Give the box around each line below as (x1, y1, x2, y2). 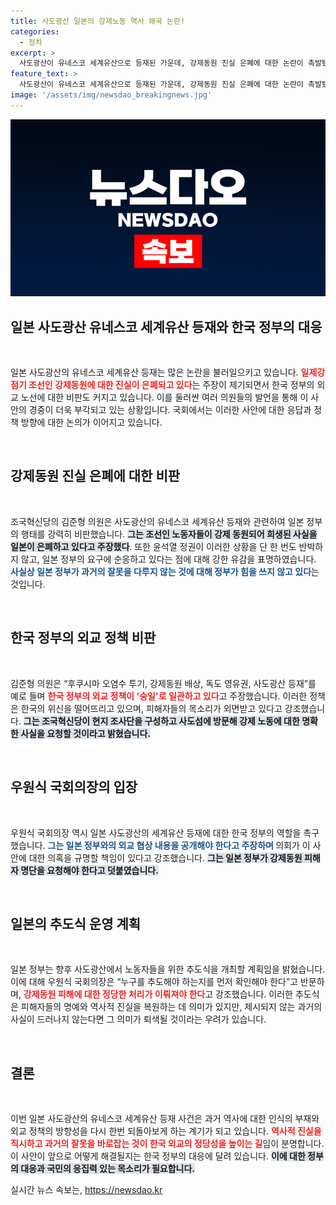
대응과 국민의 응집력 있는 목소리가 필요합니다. (20, 1163, 196, 1175)
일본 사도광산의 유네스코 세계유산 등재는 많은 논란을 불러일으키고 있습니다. (10, 366, 299, 379)
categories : (10, 26, 60, 37)
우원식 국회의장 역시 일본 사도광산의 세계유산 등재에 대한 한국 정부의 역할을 (10, 826, 302, 839)
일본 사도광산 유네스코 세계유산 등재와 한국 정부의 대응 (10, 318, 323, 335)
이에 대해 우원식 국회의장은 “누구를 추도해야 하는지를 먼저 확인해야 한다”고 (10, 976, 298, 988)
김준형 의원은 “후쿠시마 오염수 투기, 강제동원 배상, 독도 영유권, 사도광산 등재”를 (10, 677, 317, 689)
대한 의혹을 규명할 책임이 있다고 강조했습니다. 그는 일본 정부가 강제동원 (28, 851, 303, 864)
